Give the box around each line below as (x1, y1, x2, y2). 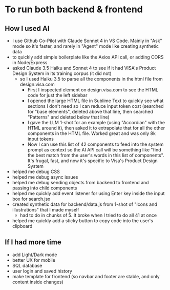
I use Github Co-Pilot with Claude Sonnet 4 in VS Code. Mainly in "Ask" (12, 37, 162, 44)
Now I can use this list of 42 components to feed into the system (27, 141, 164, 147)
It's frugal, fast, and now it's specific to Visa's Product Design (27, 158, 158, 164)
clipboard (12, 223, 33, 229)
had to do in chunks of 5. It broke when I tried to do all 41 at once (19, 212, 157, 218)
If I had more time (5, 238, 62, 247)
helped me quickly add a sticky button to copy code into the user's (12, 218, 153, 224)
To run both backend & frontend (5, 4, 143, 15)
